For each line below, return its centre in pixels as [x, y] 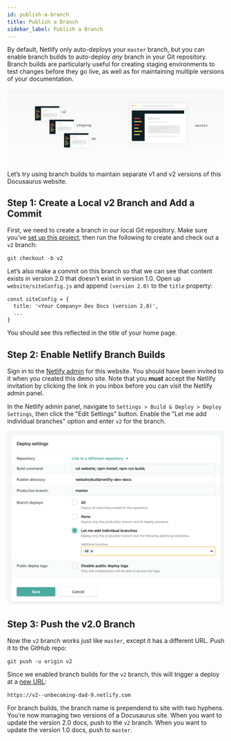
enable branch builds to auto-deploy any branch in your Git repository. [107, 57]
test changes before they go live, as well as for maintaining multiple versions [116, 72]
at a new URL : [27, 682]
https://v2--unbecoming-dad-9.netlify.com [69, 695]
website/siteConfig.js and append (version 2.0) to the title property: [110, 286]
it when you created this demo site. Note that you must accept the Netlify [111, 379]
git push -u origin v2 [40, 662]
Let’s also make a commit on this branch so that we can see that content [110, 271]
